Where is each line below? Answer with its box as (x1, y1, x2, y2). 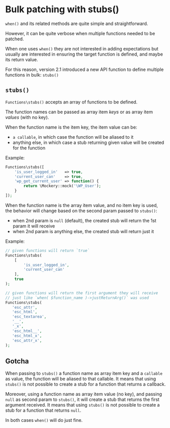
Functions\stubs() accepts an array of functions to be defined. (5, 98, 138, 105)
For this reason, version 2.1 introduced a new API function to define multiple (5, 66, 164, 72)
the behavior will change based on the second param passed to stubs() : (5, 208, 157, 214)
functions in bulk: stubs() (5, 71, 59, 78)
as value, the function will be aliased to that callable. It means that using (5, 376, 156, 382)
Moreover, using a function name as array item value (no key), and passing (5, 391, 162, 397)
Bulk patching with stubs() (5, 4, 120, 15)
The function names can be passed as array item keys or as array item (5, 109, 153, 115)
